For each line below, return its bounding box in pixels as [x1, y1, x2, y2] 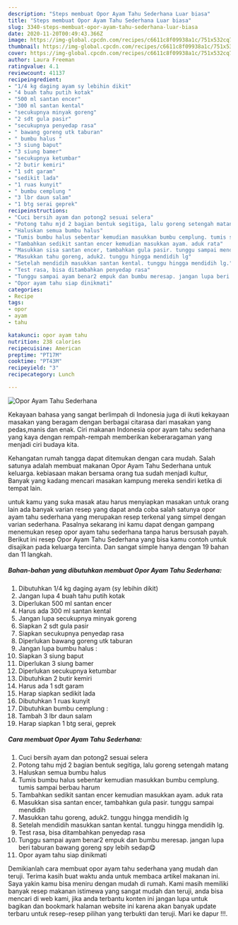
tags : [8, 299, 24, 306]
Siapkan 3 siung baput [18, 651, 84, 660]
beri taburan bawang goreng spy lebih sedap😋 [18, 843, 156, 852]
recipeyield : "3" [8, 364, 59, 371]
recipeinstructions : [8, 208, 69, 215]
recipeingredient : [8, 76, 62, 83]
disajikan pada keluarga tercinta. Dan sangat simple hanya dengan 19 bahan [8, 542, 229, 551]
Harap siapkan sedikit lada [18, 689, 96, 698]
